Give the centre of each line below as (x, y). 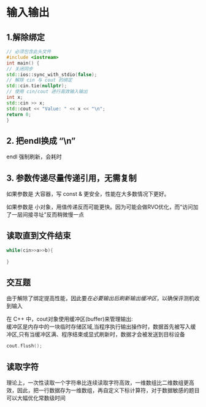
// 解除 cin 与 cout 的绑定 (39, 80)
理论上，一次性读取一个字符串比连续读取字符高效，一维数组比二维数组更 (97, 382)
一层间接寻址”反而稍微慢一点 (48, 215)
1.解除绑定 (26, 37)
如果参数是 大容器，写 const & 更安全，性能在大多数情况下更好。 (88, 194)
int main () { (23, 63)
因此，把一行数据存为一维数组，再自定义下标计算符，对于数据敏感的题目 (108, 390)
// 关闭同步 (20, 69)
